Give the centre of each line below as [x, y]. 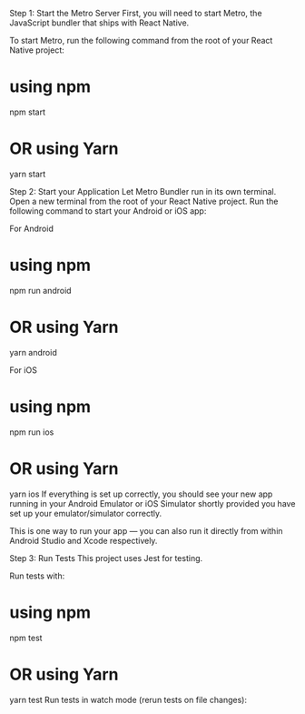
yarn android [33, 352]
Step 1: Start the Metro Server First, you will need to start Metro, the [136, 13]
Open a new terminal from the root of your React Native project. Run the [144, 201]
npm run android [40, 290]
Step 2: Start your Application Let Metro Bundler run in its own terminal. [143, 191]
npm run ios [32, 432]
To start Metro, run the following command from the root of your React [141, 40]
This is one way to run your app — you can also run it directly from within [146, 530]
